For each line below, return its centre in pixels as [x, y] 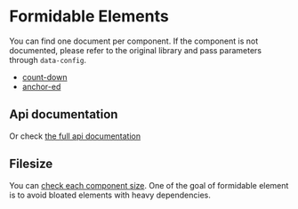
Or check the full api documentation [75, 136]
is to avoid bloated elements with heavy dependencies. [110, 195]
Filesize [31, 164]
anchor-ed [41, 86]
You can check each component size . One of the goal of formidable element [149, 185]
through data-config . [48, 60]
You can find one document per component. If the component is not [134, 41]
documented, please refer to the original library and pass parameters [136, 50]
